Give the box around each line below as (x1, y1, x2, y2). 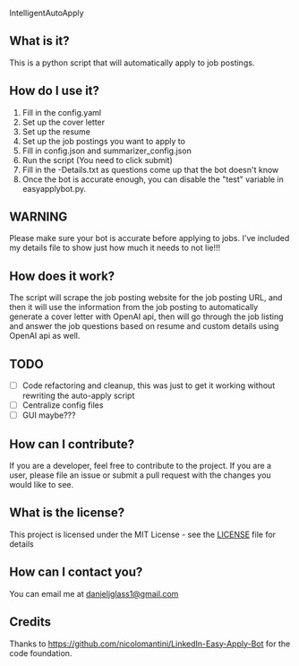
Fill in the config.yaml (21, 107, 101, 117)
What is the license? (9, 506, 125, 521)
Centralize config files (21, 400, 104, 411)
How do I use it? (9, 83, 100, 99)
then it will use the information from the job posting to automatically (9, 302, 259, 313)
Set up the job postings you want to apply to (21, 135, 186, 146)
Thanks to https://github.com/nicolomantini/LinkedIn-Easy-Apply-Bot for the (9, 638, 291, 649)
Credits (9, 614, 52, 630)
